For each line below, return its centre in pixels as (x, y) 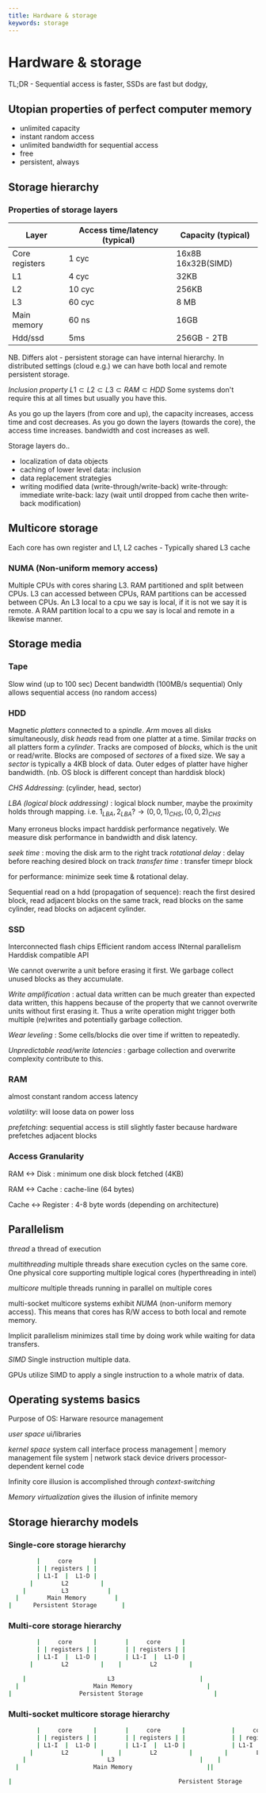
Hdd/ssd (28, 337)
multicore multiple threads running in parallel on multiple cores (110, 1288)
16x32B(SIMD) (205, 263)
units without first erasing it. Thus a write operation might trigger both (122, 1011)
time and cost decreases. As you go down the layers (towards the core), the (132, 422)
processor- (209, 1458)
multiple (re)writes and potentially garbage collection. (95, 1020)
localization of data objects (64, 461)
